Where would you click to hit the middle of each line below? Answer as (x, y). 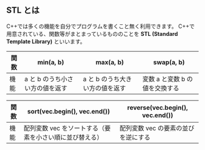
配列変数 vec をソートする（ (64, 128)
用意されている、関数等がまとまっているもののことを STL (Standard (92, 34)
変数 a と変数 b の (168, 79)
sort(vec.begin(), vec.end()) (69, 111)
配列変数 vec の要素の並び (157, 128)
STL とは (23, 10)
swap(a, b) (169, 62)
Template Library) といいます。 (46, 41)
